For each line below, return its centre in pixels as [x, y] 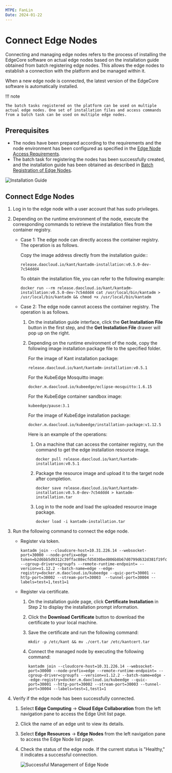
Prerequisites [27, 130]
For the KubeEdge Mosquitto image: [66, 377]
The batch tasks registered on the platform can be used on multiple [81, 106]
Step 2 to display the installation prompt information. [83, 607]
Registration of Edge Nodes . [42, 170]
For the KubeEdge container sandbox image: [75, 396]
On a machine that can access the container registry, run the [100, 444]
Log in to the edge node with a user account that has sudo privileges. [86, 209]
